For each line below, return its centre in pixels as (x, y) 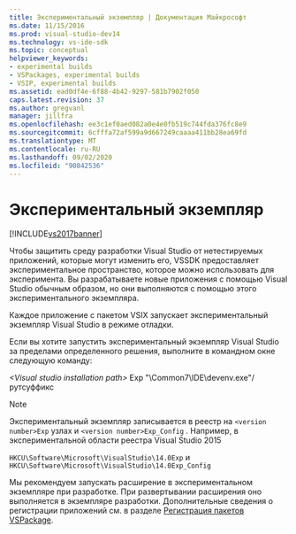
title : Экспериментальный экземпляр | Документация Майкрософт (128, 17)
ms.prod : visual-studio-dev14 (65, 34)
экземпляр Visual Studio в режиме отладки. (91, 325)
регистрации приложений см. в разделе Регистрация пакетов (127, 511)
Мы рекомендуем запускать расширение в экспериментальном (131, 483)
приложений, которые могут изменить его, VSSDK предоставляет (134, 260)
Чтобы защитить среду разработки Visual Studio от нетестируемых (136, 251)
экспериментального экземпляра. (74, 298)
